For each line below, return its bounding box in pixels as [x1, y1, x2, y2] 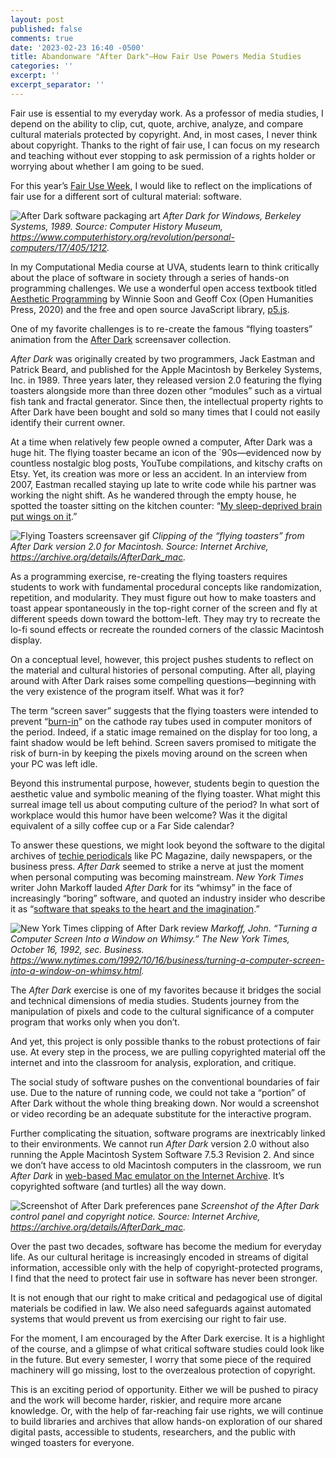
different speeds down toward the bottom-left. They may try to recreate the [10, 612, 321, 625]
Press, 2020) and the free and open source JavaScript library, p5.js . [10, 303, 290, 315]
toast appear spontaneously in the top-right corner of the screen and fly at [10, 602, 318, 614]
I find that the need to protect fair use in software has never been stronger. [10, 1272, 318, 1284]
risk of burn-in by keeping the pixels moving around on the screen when [10, 747, 308, 759]
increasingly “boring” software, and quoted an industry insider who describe [10, 892, 326, 904]
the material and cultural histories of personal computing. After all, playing [10, 664, 316, 676]
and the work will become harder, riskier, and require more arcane [10, 1394, 282, 1406]
